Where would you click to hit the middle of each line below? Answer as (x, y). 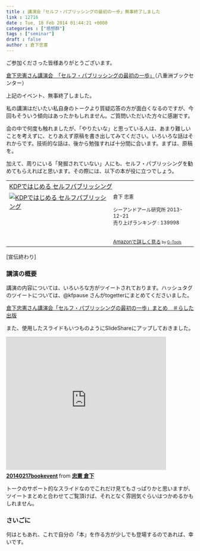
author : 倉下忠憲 (27, 45)
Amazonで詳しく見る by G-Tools (147, 241)
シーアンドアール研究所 (139, 209)
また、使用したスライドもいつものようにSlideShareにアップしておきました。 (100, 328)
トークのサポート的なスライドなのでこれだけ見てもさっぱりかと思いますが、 (100, 489)
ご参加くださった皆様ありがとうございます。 (61, 63)
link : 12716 (22, 17)
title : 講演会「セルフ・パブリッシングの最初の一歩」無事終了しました (83, 12)
